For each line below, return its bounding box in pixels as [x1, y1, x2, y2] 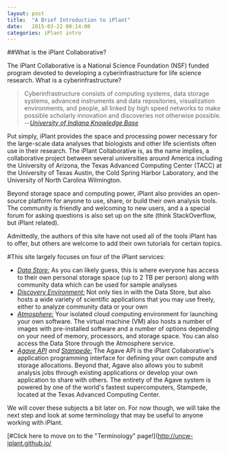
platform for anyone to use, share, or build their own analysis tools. [28, 197, 218, 205]
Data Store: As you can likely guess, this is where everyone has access [17, 266, 219, 274]
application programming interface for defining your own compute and [17, 354, 217, 362]
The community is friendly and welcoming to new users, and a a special [7, 204, 210, 212]
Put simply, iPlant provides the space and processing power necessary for [7, 132, 218, 141]
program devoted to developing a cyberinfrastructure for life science [7, 69, 201, 77]
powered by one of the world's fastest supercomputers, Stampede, [17, 383, 208, 391]
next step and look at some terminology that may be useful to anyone [7, 411, 204, 420]
